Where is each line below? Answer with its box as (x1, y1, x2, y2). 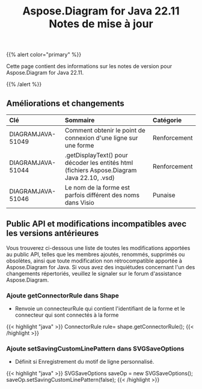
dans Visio (65, 199, 94, 207)
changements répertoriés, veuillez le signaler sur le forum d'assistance (6, 270, 182, 277)
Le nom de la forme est (65, 184, 130, 191)
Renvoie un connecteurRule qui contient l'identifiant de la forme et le (14, 305, 185, 313)
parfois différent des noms (65, 191, 140, 199)
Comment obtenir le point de (65, 126, 145, 134)
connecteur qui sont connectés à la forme (14, 311, 119, 319)
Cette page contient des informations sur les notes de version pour (6, 63, 173, 70)
